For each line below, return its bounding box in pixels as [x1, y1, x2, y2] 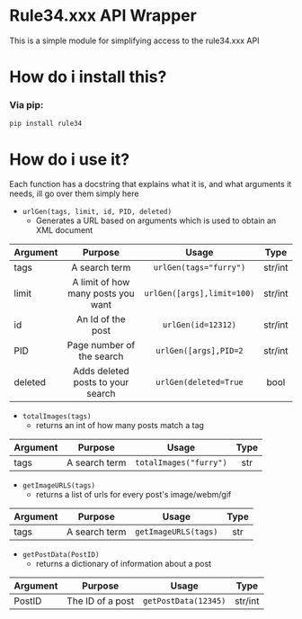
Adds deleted [73, 365, 130, 378]
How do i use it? [9, 149, 130, 169]
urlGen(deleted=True [155, 377, 244, 388]
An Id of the [75, 313, 126, 326]
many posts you [67, 287, 135, 300]
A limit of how [71, 276, 130, 289]
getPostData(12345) [142, 596, 226, 606]
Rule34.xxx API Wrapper [9, 5, 198, 26]
